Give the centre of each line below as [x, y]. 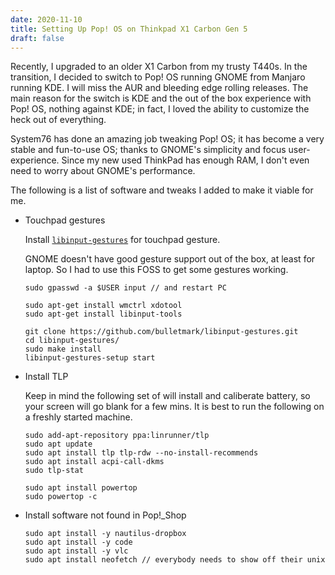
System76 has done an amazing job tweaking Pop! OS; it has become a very [167, 139]
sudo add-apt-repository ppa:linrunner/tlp [117, 436]
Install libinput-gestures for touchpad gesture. [122, 240]
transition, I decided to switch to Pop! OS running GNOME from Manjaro [158, 77]
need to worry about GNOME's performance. [103, 171]
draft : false [37, 38]
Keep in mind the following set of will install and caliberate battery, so [167, 396]
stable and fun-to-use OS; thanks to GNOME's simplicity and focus [148, 150]
